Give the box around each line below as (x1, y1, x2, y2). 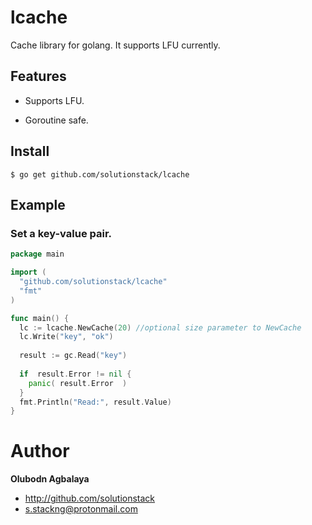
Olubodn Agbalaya (10, 473, 90, 485)
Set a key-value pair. (10, 226, 113, 240)
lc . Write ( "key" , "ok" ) (19, 332, 114, 342)
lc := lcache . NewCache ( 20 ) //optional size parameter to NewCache (19, 322, 302, 333)
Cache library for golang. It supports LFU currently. (10, 39, 221, 51)
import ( (10, 267, 47, 278)
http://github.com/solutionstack (24, 492, 156, 505)
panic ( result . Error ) (28, 378, 128, 388)
